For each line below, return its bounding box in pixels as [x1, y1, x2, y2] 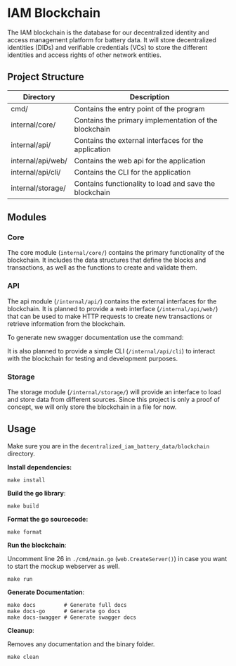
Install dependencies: [7, 463, 72, 471]
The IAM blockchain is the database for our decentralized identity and [7, 28, 209, 37]
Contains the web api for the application [74, 156, 206, 165]
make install [7, 477, 46, 484]
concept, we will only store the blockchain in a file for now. [7, 403, 177, 411]
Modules [7, 211, 47, 223]
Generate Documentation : [7, 588, 85, 596]
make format [7, 528, 42, 536]
